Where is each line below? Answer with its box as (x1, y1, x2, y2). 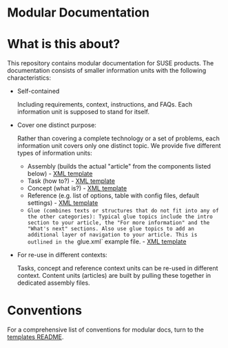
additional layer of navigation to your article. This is (27, 232, 198, 239)
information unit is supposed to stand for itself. (17, 108, 150, 116)
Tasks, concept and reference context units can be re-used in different (17, 264, 218, 272)
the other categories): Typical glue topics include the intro (27, 213, 214, 221)
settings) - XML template (27, 199, 99, 207)
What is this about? (7, 36, 121, 52)
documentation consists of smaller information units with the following (7, 67, 207, 75)
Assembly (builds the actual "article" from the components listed (27, 162, 211, 171)
